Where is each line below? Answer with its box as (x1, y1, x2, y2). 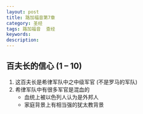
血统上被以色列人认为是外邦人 (24, 93, 99, 101)
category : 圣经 (6, 20, 43, 26)
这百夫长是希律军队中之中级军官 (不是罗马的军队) (15, 78, 138, 85)
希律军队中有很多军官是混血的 (15, 85, 90, 93)
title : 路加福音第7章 (6, 15, 56, 21)
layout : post (6, 8, 39, 15)
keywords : (6, 32, 32, 38)
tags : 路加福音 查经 (6, 25, 56, 32)
